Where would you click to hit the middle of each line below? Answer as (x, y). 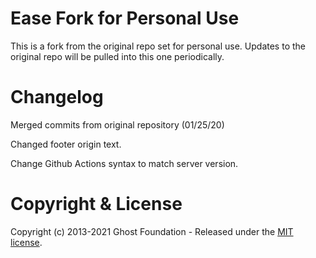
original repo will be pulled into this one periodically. (117, 56)
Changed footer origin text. (66, 144)
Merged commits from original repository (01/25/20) (117, 124)
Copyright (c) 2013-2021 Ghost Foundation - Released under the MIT (152, 231)
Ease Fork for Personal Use (125, 18)
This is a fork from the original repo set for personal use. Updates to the (158, 46)
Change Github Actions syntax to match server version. (124, 163)
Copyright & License (96, 204)
